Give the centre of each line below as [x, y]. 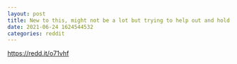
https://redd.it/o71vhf [38, 53]
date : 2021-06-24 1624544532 [50, 27]
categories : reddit [36, 33]
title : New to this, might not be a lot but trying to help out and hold [119, 20]
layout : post [27, 14]
